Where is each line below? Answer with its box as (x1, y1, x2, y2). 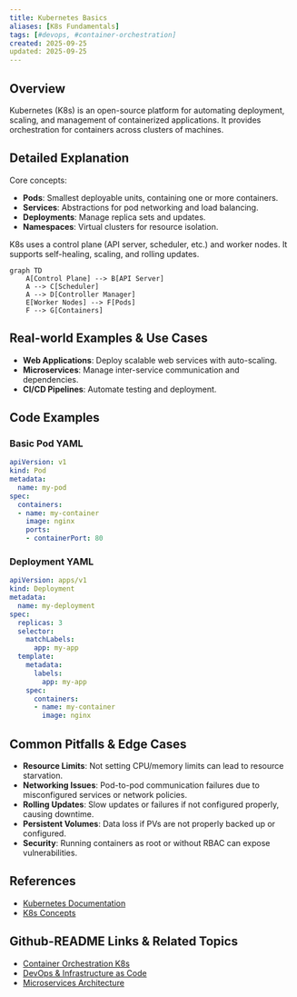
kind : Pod (9, 466, 47, 475)
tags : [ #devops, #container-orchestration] (9, 30, 177, 39)
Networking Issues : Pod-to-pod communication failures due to (22, 779, 261, 791)
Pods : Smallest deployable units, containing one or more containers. (22, 192, 279, 203)
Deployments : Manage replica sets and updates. (22, 211, 206, 223)
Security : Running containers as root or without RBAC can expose (22, 837, 271, 848)
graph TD (9, 265, 43, 275)
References (9, 873, 76, 889)
